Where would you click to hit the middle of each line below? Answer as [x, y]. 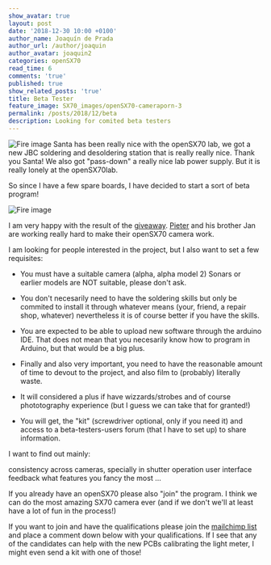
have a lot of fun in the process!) [63, 511]
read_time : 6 [30, 69]
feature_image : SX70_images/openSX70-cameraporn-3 [95, 106]
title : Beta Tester [41, 99]
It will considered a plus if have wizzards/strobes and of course [125, 396]
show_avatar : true [39, 16]
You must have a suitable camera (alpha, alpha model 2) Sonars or [130, 274]
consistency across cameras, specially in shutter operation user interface [130, 469]
